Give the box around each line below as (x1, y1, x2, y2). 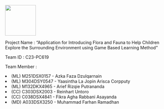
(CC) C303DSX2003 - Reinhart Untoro (11, 89, 89, 94)
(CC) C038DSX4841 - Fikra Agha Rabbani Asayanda (11, 94, 117, 100)
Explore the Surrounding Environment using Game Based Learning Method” (5, 45, 158, 50)
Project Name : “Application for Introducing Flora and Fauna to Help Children (5, 40, 160, 45)
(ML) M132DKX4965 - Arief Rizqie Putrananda (11, 84, 105, 89)
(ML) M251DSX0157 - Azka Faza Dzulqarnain (11, 73, 102, 79)
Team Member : (5, 64, 37, 69)
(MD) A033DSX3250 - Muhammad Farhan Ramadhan (11, 99, 119, 105)
